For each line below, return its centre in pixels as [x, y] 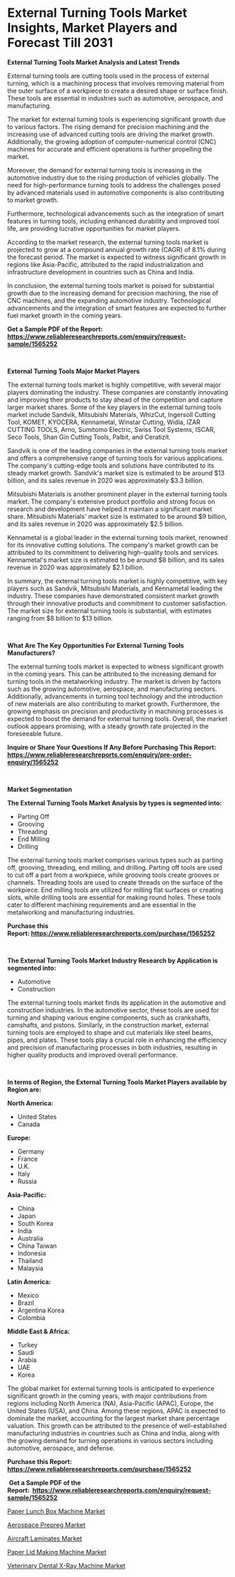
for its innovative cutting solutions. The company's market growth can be [113, 545]
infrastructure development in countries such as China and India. [101, 272]
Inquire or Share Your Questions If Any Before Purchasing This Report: [112, 747]
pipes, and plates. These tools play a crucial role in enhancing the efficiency [117, 1040]
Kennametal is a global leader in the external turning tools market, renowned [117, 537]
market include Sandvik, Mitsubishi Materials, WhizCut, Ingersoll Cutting [112, 414]
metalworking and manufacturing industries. [71, 912]
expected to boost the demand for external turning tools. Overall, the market [117, 718]
